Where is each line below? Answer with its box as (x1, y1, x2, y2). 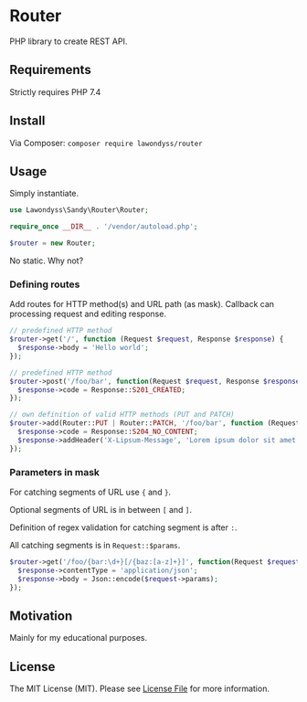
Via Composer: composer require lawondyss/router (9, 137, 203, 148)
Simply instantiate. (9, 188, 79, 199)
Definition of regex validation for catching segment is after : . (9, 522, 238, 533)
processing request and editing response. (9, 308, 167, 320)
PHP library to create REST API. (9, 36, 128, 47)
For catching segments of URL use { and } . (9, 486, 172, 497)
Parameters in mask (9, 465, 101, 478)
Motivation (9, 608, 73, 623)
